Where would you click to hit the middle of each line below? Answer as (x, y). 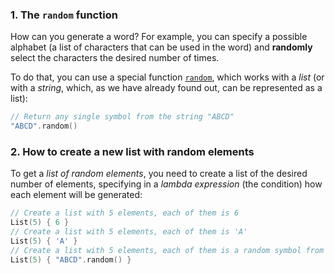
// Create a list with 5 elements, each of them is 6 (125, 213)
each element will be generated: (76, 195)
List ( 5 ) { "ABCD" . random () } (71, 259)
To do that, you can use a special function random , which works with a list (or (167, 77)
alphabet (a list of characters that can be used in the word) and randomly (161, 47)
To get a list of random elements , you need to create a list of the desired (159, 174)
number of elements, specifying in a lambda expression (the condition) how (166, 184)
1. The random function (64, 15)
